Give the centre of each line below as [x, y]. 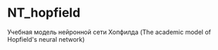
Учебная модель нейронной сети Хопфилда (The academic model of [109, 32]
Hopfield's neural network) [46, 39]
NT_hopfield [44, 13]
